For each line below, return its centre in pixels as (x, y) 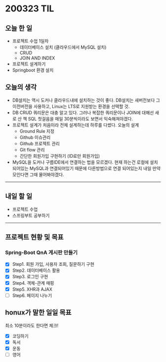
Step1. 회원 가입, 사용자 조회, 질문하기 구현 (53, 264)
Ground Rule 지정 (37, 131)
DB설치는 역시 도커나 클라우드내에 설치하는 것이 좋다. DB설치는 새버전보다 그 (86, 100)
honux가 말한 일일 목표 (38, 313)
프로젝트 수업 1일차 (30, 41)
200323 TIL (30, 9)
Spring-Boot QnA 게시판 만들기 (41, 252)
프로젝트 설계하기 (29, 64)
